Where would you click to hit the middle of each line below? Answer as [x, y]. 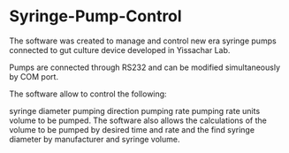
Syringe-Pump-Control [96, 16]
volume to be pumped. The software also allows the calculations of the [138, 120]
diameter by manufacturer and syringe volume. [95, 139]
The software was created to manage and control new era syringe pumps [143, 41]
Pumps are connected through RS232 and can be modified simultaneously [145, 67]
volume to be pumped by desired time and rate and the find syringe [132, 129]
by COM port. [34, 76]
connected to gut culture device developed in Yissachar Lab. [120, 50]
